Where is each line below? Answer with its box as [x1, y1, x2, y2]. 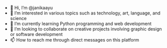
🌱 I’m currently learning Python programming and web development [10, 20, 152, 26]
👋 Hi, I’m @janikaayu [10, 5, 53, 10]
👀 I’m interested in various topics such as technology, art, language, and [10, 10, 161, 16]
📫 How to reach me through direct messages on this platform [10, 37, 139, 42]
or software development [10, 31, 63, 37]
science [10, 15, 27, 21]
